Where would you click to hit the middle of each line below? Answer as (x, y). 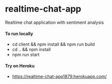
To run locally (19, 34)
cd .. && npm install (31, 50)
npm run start (26, 55)
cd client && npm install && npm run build (53, 44)
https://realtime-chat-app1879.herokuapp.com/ (59, 77)
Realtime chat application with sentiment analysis (55, 22)
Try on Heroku (20, 66)
